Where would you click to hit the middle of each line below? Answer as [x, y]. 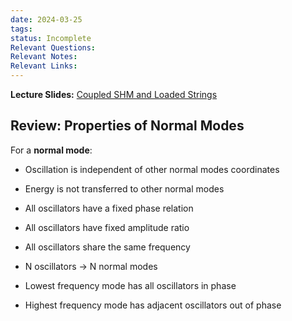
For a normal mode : [51, 150]
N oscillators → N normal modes [91, 266]
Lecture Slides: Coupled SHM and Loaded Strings [114, 94]
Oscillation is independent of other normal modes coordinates [152, 169]
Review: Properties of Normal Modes [127, 126]
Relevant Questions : [53, 47]
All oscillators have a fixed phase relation [109, 208]
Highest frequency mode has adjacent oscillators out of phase [153, 305]
